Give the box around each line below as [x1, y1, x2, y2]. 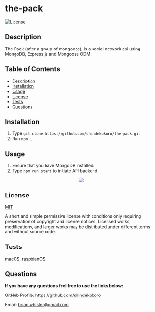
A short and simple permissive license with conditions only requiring [5, 213, 141, 219]
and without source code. [5, 229, 56, 234]
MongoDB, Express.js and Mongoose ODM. [5, 51, 92, 57]
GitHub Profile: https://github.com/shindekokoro [5, 292, 101, 298]
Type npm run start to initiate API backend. [12, 168, 99, 174]
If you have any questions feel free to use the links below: [5, 282, 124, 289]
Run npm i [12, 136, 32, 142]
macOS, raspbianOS [5, 256, 46, 262]
